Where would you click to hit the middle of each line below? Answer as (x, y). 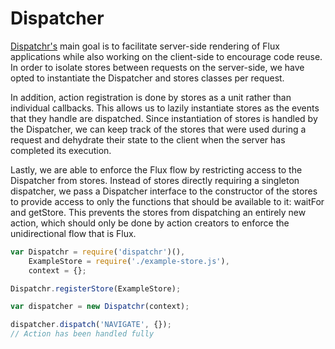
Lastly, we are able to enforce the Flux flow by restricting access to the (156, 169)
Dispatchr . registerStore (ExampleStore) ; (96, 288)
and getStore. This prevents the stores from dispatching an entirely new (158, 212)
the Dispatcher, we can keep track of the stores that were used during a (158, 129)
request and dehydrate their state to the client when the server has (148, 139)
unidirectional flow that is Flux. (73, 233)
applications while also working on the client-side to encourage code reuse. (166, 56)
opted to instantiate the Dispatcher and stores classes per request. (147, 78)
